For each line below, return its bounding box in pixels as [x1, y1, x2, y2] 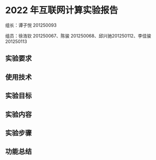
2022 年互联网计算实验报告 [5, 5, 118, 16]
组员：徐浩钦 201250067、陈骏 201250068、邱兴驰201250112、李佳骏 [5, 33, 151, 39]
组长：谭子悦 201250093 [5, 22, 57, 28]
